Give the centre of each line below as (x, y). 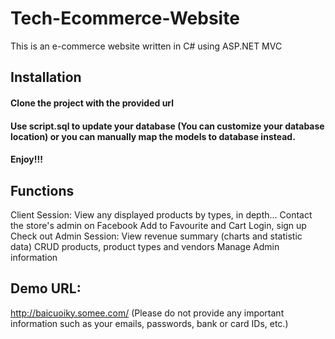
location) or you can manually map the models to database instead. (153, 136)
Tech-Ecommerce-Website (125, 18)
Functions (42, 190)
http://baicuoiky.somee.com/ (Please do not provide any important (147, 313)
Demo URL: (46, 288)
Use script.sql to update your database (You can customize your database (167, 126)
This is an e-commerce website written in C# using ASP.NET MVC (146, 46)
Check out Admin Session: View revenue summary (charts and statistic (156, 236)
